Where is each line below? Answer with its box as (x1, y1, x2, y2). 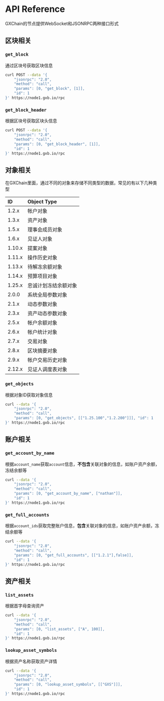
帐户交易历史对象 (27, 357, 68, 364)
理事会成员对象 (27, 226, 63, 233)
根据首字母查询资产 (5, 603, 44, 609)
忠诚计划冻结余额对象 (27, 282, 78, 289)
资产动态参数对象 (27, 310, 68, 317)
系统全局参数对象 (27, 292, 68, 299)
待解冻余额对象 (27, 263, 63, 270)
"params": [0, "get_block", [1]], (14, 86, 85, 91)
